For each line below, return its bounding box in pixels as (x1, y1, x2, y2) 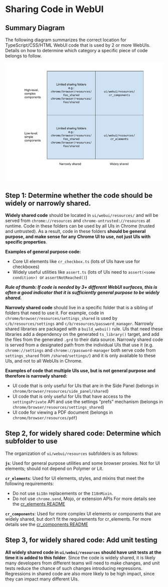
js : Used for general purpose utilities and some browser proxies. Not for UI (5, 460, 160, 466)
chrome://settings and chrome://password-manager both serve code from (5, 347, 156, 353)
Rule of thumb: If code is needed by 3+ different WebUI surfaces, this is (5, 284, 157, 290)
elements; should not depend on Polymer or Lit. (5, 465, 104, 472)
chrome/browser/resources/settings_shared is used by (5, 315, 118, 321)
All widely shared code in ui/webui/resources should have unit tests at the (5, 549, 161, 555)
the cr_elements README (12, 501, 65, 507)
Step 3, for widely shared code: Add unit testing (5, 536, 157, 544)
